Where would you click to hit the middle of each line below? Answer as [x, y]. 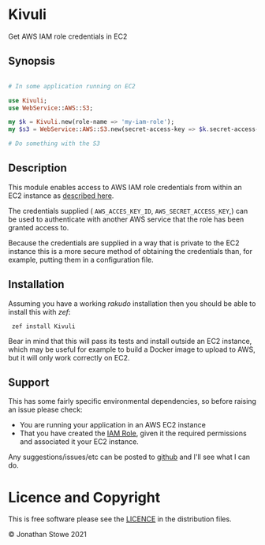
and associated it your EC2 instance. [79, 442]
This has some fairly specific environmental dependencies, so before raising [132, 401]
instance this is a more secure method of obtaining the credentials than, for [130, 251]
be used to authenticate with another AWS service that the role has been [126, 219]
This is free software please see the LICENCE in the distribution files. [120, 519]
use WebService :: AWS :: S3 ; [50, 108]
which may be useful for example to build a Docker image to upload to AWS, [132, 349]
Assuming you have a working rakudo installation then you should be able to [132, 303]
